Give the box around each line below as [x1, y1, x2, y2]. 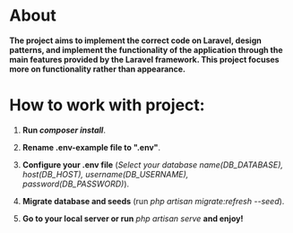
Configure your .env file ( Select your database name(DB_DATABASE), [22, 159, 284, 170]
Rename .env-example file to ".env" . [22, 142, 161, 152]
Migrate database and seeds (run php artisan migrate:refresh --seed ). [22, 195, 285, 206]
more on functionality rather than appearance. [9, 64, 186, 74]
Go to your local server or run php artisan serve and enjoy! [22, 212, 244, 224]
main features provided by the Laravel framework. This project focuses [9, 54, 280, 65]
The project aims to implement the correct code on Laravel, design [9, 35, 262, 46]
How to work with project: [9, 95, 205, 116]
